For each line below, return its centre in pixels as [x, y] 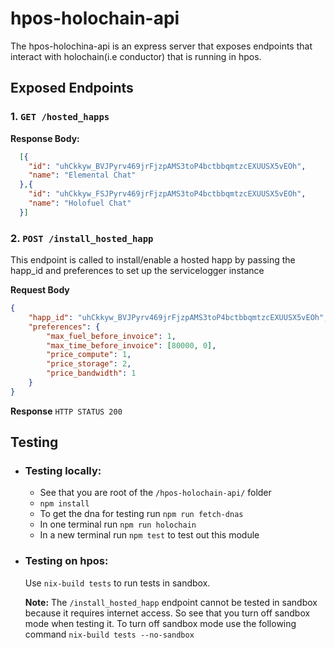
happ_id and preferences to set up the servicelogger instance [137, 271]
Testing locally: [63, 471]
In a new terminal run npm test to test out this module [149, 535]
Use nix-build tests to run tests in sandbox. [117, 583]
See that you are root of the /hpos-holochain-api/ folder [155, 493]
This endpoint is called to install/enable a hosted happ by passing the [153, 260]
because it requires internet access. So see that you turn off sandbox [167, 613]
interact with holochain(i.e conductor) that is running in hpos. [136, 56]
